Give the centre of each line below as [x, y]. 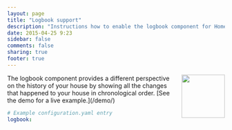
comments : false [30, 46]
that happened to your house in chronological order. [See [89, 93]
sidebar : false [29, 39]
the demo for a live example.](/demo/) [61, 100]
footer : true [26, 59]
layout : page [26, 13]
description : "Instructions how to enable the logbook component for [109, 26]
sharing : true [28, 53]
